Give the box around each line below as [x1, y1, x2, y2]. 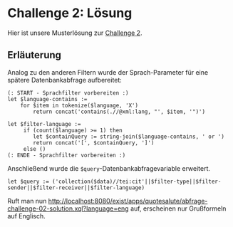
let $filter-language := [7, 120, 81, 127]
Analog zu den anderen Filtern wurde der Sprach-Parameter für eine [7, 68, 209, 76]
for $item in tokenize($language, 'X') [20, 102, 139, 109]
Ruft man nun [7, 196, 47, 205]
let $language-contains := [7, 95, 88, 102]
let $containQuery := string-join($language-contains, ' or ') [33, 133, 224, 140]
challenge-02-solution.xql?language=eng [7, 204, 130, 213]
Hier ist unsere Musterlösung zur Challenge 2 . [7, 28, 143, 37]
